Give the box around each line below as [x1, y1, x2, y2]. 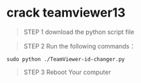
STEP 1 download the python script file [23, 28, 135, 36]
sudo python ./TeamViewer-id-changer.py [6, 55, 126, 63]
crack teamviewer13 [6, 5, 126, 21]
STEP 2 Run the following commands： [23, 41, 136, 50]
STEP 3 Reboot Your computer [23, 68, 112, 76]
